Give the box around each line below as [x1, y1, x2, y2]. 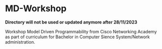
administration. [5, 39, 35, 45]
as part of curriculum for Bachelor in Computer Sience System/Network [5, 34, 150, 40]
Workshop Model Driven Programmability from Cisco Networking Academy [5, 28, 157, 34]
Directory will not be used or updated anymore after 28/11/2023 [5, 19, 137, 25]
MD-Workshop [5, 3, 67, 14]
